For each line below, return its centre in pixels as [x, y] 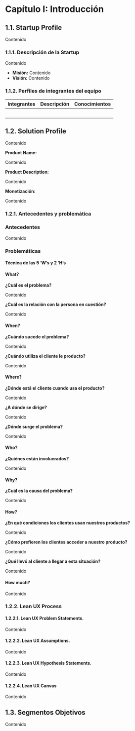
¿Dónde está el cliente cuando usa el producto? [55, 388]
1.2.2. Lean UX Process [33, 607]
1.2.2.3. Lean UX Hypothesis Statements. [48, 663]
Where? [14, 377]
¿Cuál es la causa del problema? [39, 491]
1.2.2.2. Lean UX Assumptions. [38, 641]
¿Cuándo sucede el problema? [37, 336]
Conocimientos [92, 104]
